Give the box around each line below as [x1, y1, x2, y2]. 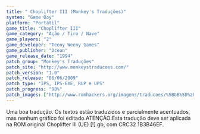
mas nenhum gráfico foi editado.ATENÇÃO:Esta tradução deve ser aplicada [6, 114, 191, 121]
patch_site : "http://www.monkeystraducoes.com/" [6, 64, 129, 70]
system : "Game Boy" [6, 14, 55, 20]
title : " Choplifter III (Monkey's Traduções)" [6, 8, 127, 15]
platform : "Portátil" [6, 20, 60, 26]
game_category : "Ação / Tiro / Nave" [6, 31, 100, 37]
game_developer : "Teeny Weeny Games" [6, 42, 100, 48]
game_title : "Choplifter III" [6, 25, 82, 32]
